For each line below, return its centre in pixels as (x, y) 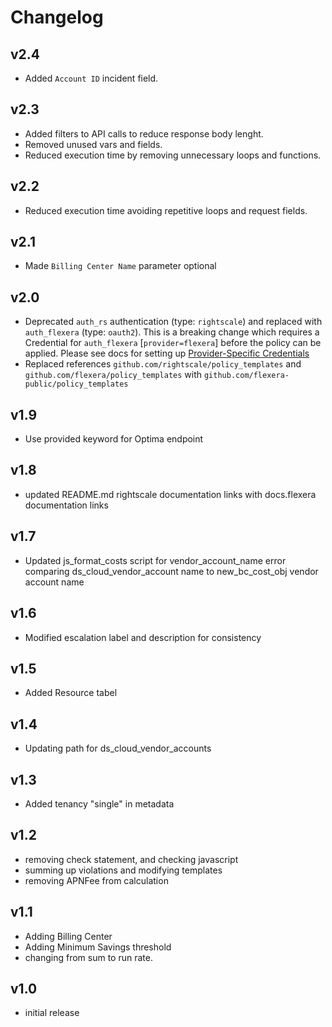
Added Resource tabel (71, 693)
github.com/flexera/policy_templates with (113, 375)
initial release (52, 1013)
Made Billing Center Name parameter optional (120, 266)
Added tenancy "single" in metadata (99, 803)
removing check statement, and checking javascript (131, 859)
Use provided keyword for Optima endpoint (114, 439)
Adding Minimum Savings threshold (98, 947)
